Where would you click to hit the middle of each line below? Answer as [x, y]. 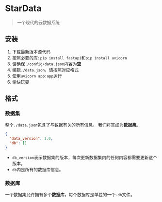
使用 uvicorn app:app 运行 [37, 76]
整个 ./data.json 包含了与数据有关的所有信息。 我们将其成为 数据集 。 [73, 125]
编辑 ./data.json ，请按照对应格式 [45, 70]
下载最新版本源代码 [31, 52]
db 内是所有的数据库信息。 [38, 169]
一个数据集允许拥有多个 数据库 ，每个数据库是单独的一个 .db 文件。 [70, 195]
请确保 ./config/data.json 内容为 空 [47, 64]
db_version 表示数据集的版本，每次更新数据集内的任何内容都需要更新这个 [85, 157]
